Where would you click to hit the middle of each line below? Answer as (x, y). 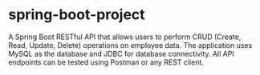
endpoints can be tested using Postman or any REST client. (106, 62)
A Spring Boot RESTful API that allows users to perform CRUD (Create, (125, 37)
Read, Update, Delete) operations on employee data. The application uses (130, 45)
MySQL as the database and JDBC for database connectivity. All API (121, 53)
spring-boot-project (77, 15)
